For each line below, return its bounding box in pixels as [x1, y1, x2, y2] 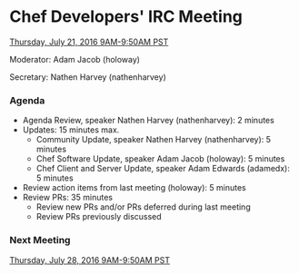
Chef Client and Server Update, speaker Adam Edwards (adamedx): [35, 163, 291, 174]
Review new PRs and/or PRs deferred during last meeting [35, 201, 252, 212]
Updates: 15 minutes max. [22, 124, 120, 135]
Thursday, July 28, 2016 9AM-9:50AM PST [9, 254, 171, 265]
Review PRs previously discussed [35, 211, 162, 222]
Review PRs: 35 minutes [22, 192, 114, 203]
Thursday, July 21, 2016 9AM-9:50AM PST [9, 36, 169, 47]
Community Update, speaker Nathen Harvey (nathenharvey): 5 [35, 134, 271, 145]
